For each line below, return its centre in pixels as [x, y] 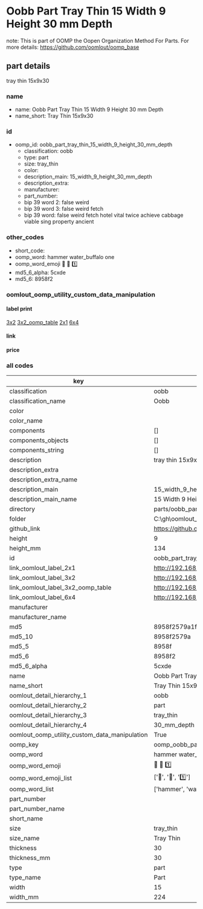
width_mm [24, 897]
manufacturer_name [38, 617]
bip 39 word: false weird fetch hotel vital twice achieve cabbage [104, 215]
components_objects [39, 440]
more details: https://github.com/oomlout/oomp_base [73, 47]
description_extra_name [43, 480]
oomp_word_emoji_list [41, 778]
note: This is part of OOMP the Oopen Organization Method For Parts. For [98, 40]
